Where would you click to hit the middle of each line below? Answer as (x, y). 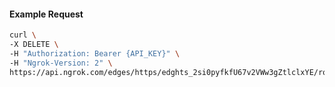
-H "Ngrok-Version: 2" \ (61, 63)
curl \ (23, 35)
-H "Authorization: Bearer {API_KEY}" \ (95, 53)
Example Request (46, 14)
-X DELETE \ (34, 45)
